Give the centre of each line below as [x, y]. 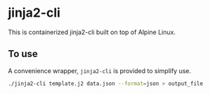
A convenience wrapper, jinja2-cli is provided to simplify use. [100, 70]
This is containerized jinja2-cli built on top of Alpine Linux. [92, 32]
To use [23, 54]
